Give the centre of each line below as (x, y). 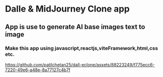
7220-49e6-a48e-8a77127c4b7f (38, 70)
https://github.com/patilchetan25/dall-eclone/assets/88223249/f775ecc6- (80, 64)
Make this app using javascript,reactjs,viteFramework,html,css (81, 48)
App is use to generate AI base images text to (75, 27)
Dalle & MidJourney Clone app (67, 9)
